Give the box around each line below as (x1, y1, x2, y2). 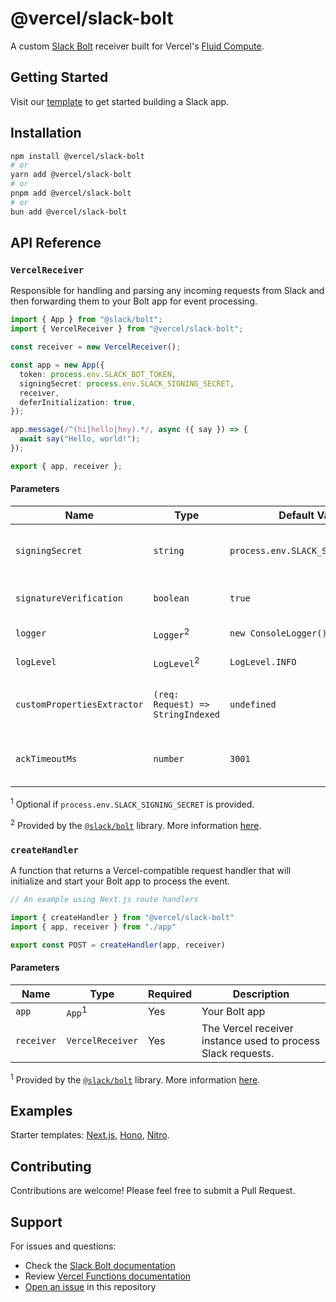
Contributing (10, 1158, 92, 1175)
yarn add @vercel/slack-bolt (10, 170, 132, 180)
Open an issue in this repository (24, 1281, 157, 1293)
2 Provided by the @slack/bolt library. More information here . (10, 817, 262, 831)
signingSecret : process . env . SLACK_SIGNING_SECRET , (19, 378, 235, 389)
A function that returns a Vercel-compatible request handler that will (10, 864, 292, 876)
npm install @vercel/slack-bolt (10, 151, 145, 161)
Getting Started (10, 69, 109, 86)
